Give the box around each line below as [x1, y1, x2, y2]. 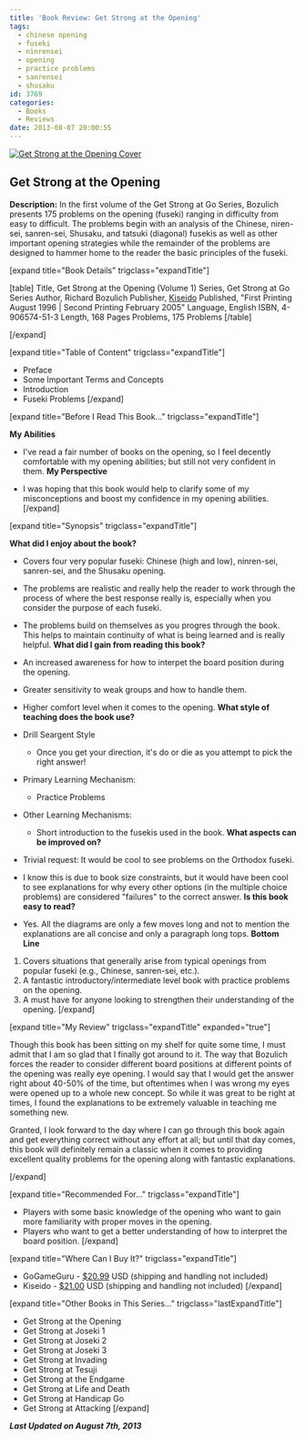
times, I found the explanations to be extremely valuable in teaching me [9, 1097, 278, 1108]
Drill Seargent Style [22, 729, 96, 740]
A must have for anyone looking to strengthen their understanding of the [22, 994, 294, 1005]
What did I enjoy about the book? [9, 538, 137, 549]
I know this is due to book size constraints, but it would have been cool [22, 871, 289, 883]
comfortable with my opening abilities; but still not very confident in [22, 456, 276, 467]
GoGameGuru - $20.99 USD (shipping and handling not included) [22, 1271, 269, 1282]
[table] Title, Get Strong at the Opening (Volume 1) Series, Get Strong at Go [9, 282, 290, 293]
